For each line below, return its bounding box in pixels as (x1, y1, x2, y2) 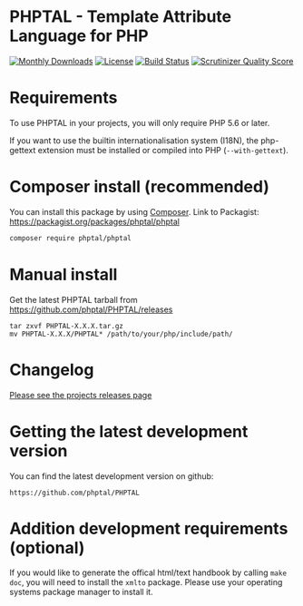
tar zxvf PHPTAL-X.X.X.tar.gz (9, 321, 124, 330)
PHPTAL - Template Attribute (9, 6, 232, 27)
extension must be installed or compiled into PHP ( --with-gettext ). (37, 144, 288, 155)
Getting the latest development (9, 421, 249, 442)
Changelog (9, 359, 94, 380)
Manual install (9, 264, 118, 285)
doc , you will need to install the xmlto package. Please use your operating (9, 577, 283, 588)
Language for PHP (9, 25, 149, 46)
